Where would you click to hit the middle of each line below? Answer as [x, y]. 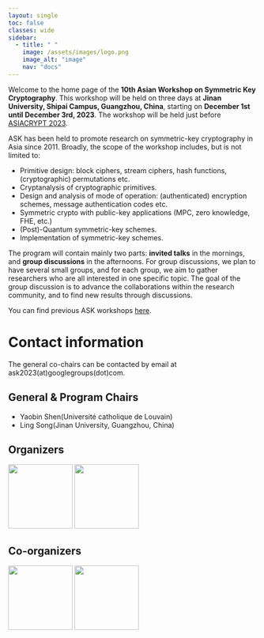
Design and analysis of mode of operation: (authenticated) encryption [133, 195]
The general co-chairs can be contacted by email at [92, 364]
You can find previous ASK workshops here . [80, 310]
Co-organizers [45, 551]
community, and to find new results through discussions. [100, 295]
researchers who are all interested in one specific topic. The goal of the [124, 278]
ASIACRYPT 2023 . [38, 123]
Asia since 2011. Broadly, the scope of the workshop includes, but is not [125, 146]
